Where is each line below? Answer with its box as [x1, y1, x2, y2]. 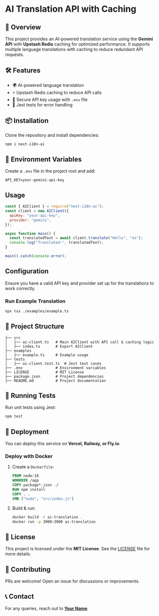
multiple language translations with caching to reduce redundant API [5, 47, 143, 52]
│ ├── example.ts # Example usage [5, 352, 89, 358]
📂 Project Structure [5, 322, 65, 331]
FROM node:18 [12, 473, 39, 479]
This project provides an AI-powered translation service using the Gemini [5, 36, 153, 42]
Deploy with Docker [5, 453, 53, 460]
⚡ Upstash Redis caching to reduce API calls [12, 89, 102, 95]
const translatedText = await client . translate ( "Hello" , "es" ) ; [9, 235, 143, 241]
